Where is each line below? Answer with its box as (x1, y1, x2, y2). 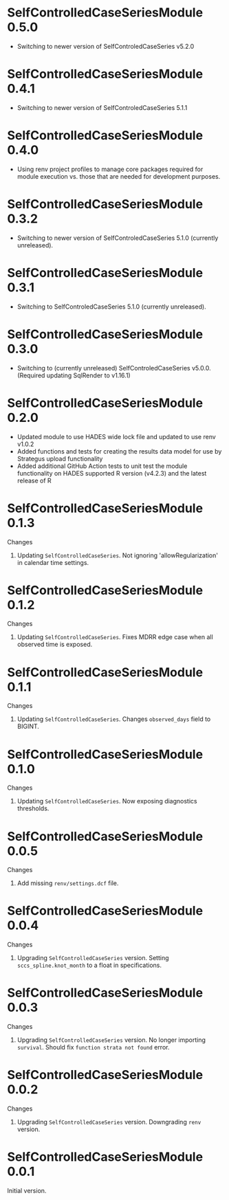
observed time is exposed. (17, 641, 93, 649)
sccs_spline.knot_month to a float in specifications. (17, 961, 162, 970)
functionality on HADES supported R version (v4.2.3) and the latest (17, 469, 207, 477)
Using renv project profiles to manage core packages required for (17, 165, 204, 173)
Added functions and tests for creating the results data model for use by (17, 447, 222, 455)
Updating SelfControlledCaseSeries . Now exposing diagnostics (17, 797, 197, 805)
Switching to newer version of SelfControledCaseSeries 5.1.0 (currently (17, 234, 219, 242)
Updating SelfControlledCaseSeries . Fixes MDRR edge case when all (17, 633, 213, 641)
